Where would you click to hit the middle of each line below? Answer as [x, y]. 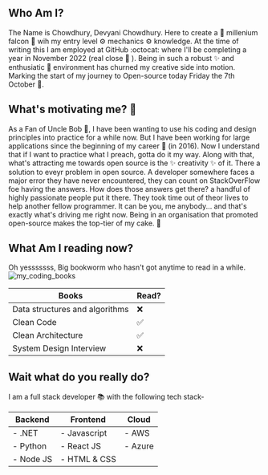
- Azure [139, 446]
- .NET [25, 433]
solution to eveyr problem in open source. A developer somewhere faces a [132, 172]
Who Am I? [36, 13]
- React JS [81, 446]
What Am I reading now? [71, 248]
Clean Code [35, 323]
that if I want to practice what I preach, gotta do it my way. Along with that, [132, 154]
